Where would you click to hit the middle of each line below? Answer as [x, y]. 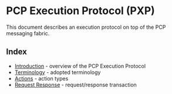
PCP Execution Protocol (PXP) [81, 11]
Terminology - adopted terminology [58, 72]
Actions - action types [41, 78]
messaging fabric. [28, 33]
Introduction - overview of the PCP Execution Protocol [80, 66]
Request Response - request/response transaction [75, 85]
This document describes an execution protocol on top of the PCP [86, 27]
